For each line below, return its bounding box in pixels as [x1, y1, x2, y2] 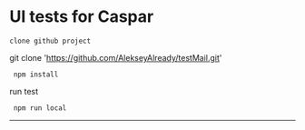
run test [9, 85, 39, 96]
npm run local [13, 103, 67, 113]
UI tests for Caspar [9, 6, 154, 27]
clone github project [9, 36, 92, 45]
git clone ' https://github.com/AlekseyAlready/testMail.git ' [9, 52, 222, 63]
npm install [13, 70, 59, 79]
